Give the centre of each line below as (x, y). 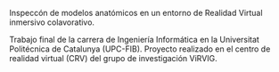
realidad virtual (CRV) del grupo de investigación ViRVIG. (114, 58)
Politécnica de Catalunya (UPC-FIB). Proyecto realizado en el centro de (140, 49)
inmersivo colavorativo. (52, 22)
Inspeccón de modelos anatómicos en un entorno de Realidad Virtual (136, 13)
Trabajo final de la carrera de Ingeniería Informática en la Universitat (135, 40)
